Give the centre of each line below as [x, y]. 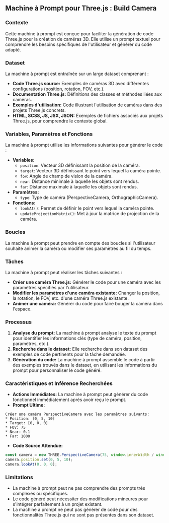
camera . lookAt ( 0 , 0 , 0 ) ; [31, 465]
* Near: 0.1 [18, 432]
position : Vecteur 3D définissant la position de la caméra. [80, 165]
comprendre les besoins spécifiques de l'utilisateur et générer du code [79, 44]
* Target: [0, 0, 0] [27, 423]
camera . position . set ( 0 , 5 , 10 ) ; [39, 460]
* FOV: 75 [16, 428]
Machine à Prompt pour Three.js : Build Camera [81, 8]
